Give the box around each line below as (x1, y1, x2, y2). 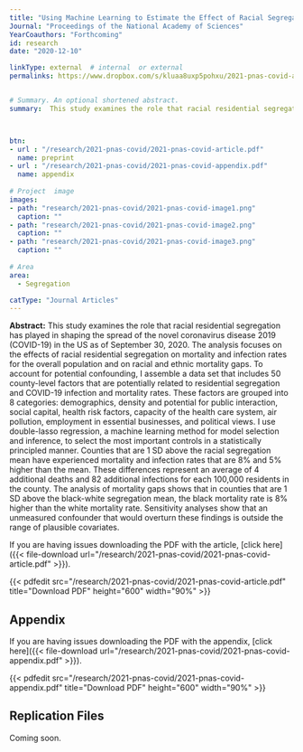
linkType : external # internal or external (9, 63, 183, 72)
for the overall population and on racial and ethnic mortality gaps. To (9, 359, 263, 370)
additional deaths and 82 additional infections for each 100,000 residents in (9, 474, 289, 484)
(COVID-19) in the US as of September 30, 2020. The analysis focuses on (9, 340, 282, 351)
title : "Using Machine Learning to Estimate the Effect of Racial (9, 13, 264, 23)
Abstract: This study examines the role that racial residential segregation (9, 320, 281, 331)
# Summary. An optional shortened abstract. (9, 96, 179, 105)
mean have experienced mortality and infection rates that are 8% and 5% (9, 455, 282, 465)
